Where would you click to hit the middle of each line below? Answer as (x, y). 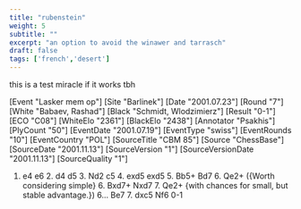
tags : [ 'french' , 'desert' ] (60, 59)
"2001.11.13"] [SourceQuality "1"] (69, 159)
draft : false (34, 51)
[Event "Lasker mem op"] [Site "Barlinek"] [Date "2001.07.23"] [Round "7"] (146, 102)
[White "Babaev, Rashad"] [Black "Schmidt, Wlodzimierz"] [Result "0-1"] (142, 111)
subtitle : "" (34, 34)
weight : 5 (28, 26)
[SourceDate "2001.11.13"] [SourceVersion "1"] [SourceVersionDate (132, 149)
